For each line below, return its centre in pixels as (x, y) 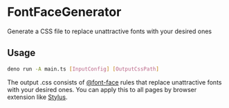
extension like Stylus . (37, 97)
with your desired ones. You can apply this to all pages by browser (102, 89)
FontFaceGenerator (64, 12)
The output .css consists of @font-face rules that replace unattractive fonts (114, 82)
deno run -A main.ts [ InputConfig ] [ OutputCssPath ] (83, 69)
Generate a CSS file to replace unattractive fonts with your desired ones (110, 31)
